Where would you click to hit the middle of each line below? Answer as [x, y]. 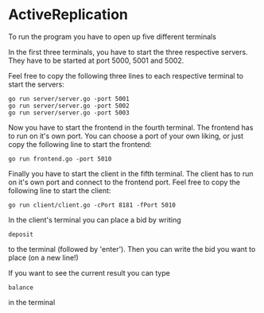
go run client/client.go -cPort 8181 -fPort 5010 [92, 205]
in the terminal [32, 302]
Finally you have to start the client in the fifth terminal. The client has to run [131, 173]
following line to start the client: [60, 190]
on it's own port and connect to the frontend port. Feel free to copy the [124, 182]
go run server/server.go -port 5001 [69, 99]
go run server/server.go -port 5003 [69, 113]
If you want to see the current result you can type [89, 272]
